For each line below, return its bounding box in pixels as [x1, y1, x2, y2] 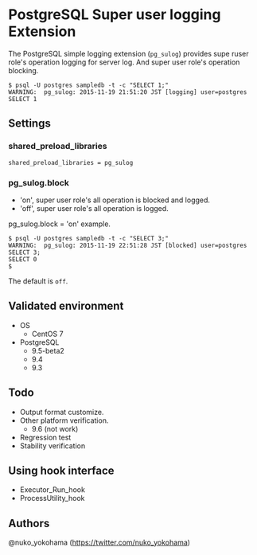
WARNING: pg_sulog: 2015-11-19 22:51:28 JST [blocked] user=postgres [8, 241, 247, 249]
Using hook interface [8, 463, 115, 477]
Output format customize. [19, 407, 104, 416]
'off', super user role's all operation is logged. [19, 203, 169, 213]
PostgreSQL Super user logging [8, 6, 221, 24]
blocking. [8, 65, 39, 75]
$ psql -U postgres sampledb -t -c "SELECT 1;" [8, 81, 169, 89]
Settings [8, 117, 52, 131]
